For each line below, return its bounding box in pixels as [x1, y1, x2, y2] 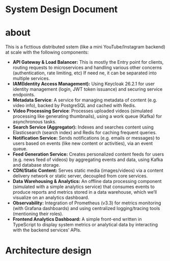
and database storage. [12, 162, 60, 168]
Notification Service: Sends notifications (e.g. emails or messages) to [12, 135, 160, 141]
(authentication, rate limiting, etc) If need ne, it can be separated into [12, 70, 157, 76]
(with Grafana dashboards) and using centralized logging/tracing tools [12, 205, 160, 212]
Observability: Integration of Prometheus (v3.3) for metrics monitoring [12, 200, 161, 206]
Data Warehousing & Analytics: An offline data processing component [12, 178, 162, 185]
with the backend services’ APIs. [12, 227, 81, 233]
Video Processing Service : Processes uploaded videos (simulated [12, 108, 153, 114]
